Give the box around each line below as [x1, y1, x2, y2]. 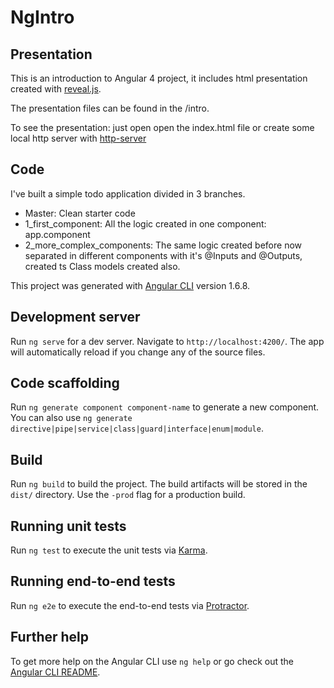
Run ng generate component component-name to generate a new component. [10, 401, 320, 413]
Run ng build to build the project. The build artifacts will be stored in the [10, 478, 308, 490]
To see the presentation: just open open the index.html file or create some [10, 122, 315, 133]
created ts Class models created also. [24, 260, 181, 272]
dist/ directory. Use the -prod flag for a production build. [10, 489, 246, 501]
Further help [10, 629, 90, 646]
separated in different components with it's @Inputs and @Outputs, [24, 249, 303, 261]
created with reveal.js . [10, 83, 102, 95]
